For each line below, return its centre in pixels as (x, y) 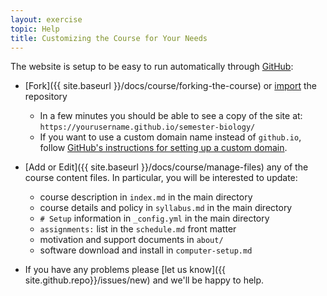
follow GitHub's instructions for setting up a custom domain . (163, 148)
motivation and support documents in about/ (131, 240)
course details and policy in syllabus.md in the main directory (166, 208)
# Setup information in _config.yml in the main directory (154, 218)
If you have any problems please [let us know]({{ (125, 270)
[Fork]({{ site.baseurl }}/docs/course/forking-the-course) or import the (170, 86)
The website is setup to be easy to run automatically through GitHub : (152, 67)
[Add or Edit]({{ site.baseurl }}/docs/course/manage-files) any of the (166, 167)
